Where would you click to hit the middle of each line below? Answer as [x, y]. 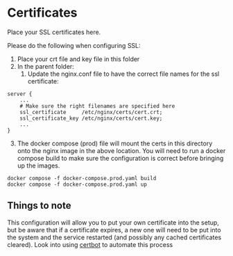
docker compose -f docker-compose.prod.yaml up [77, 184]
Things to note [39, 206]
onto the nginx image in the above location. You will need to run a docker [121, 150]
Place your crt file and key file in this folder [78, 59]
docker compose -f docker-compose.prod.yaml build [82, 178]
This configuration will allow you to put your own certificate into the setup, [113, 222]
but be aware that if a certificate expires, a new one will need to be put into [114, 230]
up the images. [38, 166]
